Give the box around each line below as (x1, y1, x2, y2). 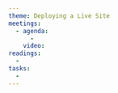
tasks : (8, 65, 31, 73)
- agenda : (15, 27, 48, 35)
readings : (8, 49, 42, 57)
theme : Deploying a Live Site (8, 11, 111, 20)
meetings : (8, 19, 42, 27)
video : (23, 42, 45, 50)
